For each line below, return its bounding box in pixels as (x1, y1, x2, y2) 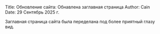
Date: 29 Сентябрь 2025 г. (5, 9, 60, 15)
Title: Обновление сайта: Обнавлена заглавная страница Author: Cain (5, 4, 150, 10)
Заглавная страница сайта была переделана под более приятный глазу (5, 19, 155, 24)
